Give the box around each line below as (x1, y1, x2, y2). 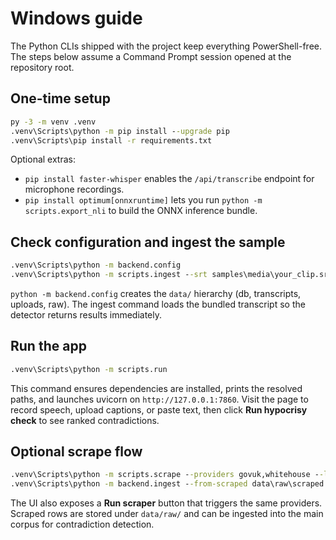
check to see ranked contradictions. (10, 414, 160, 426)
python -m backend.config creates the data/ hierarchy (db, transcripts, (10, 287, 302, 299)
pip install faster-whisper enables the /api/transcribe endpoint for (24, 173, 315, 185)
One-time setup (10, 90, 111, 107)
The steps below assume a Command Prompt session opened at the (10, 50, 292, 62)
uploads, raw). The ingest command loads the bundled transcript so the (10, 298, 306, 310)
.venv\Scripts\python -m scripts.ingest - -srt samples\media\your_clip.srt (10, 270, 333, 280)
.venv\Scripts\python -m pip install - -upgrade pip (10, 126, 230, 136)
